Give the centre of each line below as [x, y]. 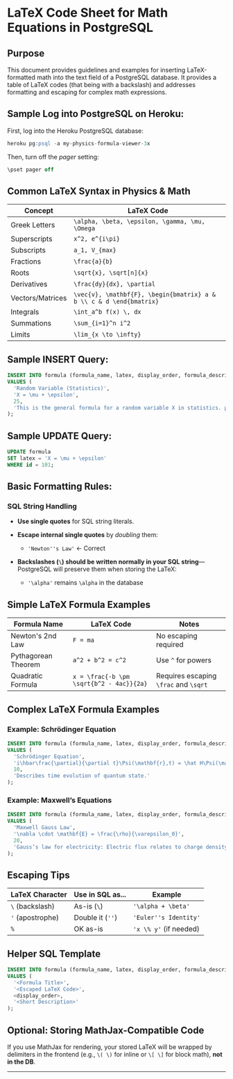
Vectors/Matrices [39, 298]
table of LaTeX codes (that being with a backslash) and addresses [102, 85]
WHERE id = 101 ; [31, 465]
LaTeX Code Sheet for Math [88, 13]
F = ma [84, 640]
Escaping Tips [39, 875]
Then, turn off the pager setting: [53, 157]
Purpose [26, 53]
